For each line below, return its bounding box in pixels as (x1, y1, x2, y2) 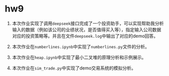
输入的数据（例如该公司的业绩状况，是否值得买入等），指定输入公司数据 (12, 26, 161, 33)
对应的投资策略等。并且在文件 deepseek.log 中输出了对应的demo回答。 (12, 33, 158, 39)
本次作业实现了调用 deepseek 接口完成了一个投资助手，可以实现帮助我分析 (12, 20, 164, 26)
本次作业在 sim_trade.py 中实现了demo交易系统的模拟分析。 (12, 65, 137, 71)
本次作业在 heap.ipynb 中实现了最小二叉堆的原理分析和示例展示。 (12, 54, 147, 60)
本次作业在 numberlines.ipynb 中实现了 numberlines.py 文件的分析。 (12, 43, 150, 49)
